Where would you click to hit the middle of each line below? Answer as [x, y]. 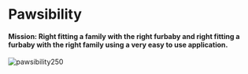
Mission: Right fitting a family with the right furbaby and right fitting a [124, 36]
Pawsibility [45, 14]
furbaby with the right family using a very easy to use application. [118, 44]
